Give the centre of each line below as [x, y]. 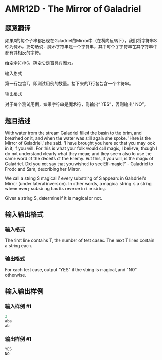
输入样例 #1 [18, 306]
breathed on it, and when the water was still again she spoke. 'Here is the [78, 138]
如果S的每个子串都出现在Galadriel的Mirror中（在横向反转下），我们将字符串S [81, 40]
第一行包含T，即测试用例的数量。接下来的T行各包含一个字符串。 [69, 84]
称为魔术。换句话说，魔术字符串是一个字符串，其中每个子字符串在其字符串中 [81, 47]
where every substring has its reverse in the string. [56, 188]
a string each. [19, 245]
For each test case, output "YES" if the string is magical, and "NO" [71, 269]
